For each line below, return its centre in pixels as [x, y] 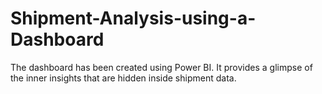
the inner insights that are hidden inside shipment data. [123, 78]
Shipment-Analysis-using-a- [133, 18]
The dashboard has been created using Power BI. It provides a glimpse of [161, 67]
